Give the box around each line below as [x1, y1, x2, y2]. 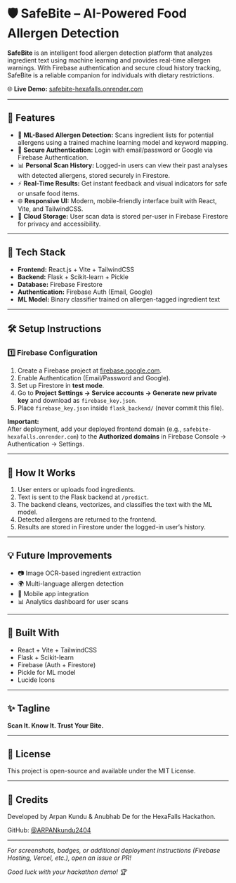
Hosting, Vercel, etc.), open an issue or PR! [7, 853, 132, 862]
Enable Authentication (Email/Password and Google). [17, 374, 171, 382]
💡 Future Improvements [7, 550, 112, 562]
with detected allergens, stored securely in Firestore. [17, 171, 171, 179]
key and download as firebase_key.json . [17, 397, 137, 405]
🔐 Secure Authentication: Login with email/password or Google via [17, 146, 213, 154]
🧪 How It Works [7, 467, 76, 479]
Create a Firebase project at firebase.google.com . [17, 366, 162, 375]
